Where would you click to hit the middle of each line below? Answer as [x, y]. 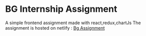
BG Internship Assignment [61, 9]
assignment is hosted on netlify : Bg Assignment [55, 28]
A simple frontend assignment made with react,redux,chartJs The [73, 23]
